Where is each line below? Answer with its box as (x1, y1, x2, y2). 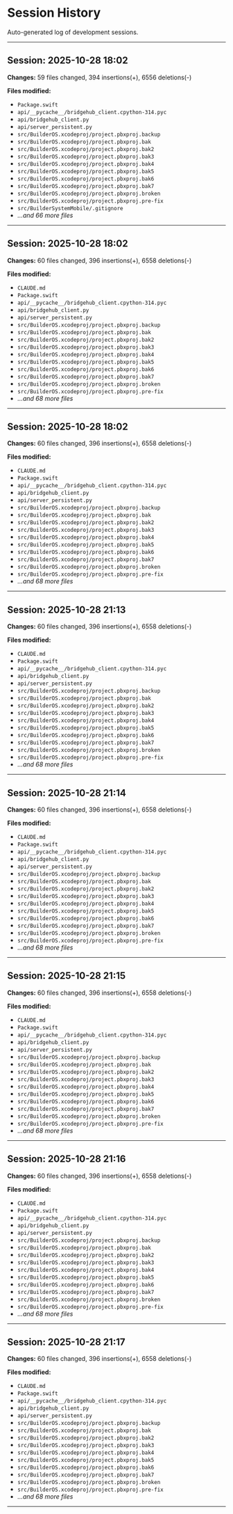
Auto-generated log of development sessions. (7, 28, 139, 36)
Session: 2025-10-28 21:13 (7, 604, 126, 615)
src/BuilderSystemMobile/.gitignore (17, 205, 123, 212)
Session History (7, 5, 101, 21)
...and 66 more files (17, 211, 74, 219)
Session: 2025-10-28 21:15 (7, 970, 126, 982)
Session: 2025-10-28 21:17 (7, 1336, 126, 1348)
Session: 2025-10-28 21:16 (7, 1153, 126, 1165)
